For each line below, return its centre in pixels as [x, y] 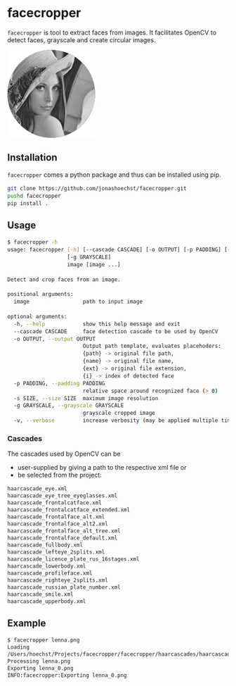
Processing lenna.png [39, 661]
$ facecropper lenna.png [44, 640]
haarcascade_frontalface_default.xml [63, 538]
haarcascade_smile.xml [40, 594]
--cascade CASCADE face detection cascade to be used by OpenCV [116, 331]
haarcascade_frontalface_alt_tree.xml [64, 531]
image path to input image [78, 302]
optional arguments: [38, 316]
